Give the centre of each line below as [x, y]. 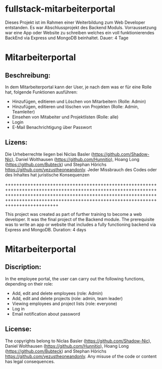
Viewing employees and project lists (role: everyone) [65, 304]
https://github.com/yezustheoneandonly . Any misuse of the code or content [81, 356]
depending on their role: [29, 284]
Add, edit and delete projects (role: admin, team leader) [67, 298]
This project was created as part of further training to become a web [73, 214]
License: [18, 329]
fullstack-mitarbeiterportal [60, 9]
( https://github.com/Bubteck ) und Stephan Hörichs [56, 164]
